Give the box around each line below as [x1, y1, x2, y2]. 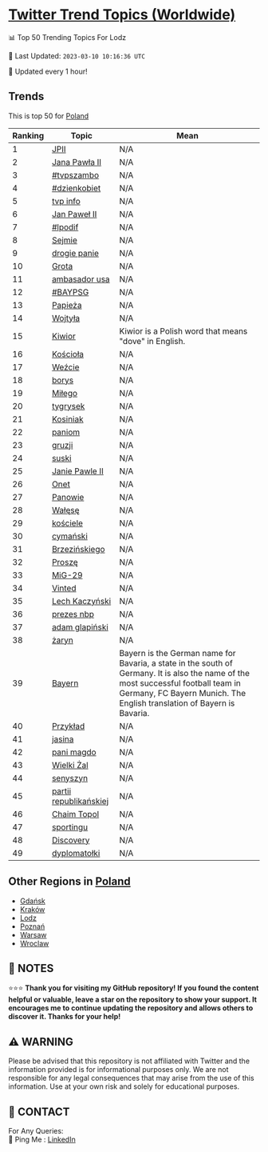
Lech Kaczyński [51, 595, 112, 606]
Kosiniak [51, 414, 84, 425]
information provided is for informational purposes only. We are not [8, 1065, 229, 1074]
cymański [51, 530, 88, 542]
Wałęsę [51, 504, 80, 515]
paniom [51, 426, 81, 438]
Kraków [19, 904, 45, 914]
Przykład [51, 720, 85, 731]
